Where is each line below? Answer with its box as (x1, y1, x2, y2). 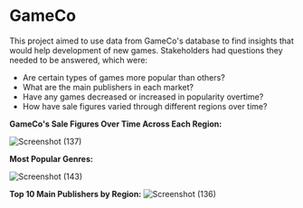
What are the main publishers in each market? (22, 81, 194, 92)
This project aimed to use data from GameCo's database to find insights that (9, 35, 294, 46)
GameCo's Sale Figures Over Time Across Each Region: (9, 118, 223, 129)
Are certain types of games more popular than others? (22, 71, 226, 82)
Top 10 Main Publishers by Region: (9, 188, 142, 199)
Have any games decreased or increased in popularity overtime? (22, 91, 264, 102)
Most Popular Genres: (9, 153, 93, 164)
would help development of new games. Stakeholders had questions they (9, 44, 283, 55)
